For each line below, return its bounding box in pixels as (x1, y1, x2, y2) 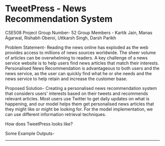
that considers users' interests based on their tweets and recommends (5, 90, 148, 96)
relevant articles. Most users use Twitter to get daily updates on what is (5, 95, 150, 101)
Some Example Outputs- (5, 130, 55, 136)
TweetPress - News (5, 3, 87, 14)
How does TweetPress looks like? (5, 121, 73, 127)
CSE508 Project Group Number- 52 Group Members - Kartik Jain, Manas (5, 29, 153, 35)
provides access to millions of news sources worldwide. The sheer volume (5, 50, 156, 56)
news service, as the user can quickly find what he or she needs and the (5, 70, 152, 76)
